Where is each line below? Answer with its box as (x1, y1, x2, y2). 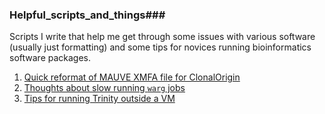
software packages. (9, 52, 92, 64)
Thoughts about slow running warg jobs (23, 82, 186, 94)
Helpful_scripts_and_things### (9, 8, 166, 22)
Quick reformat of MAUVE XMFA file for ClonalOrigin (23, 71, 241, 83)
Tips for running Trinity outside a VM (23, 93, 176, 105)
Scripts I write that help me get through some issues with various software (9, 31, 316, 43)
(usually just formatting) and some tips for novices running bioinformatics (9, 41, 312, 53)
